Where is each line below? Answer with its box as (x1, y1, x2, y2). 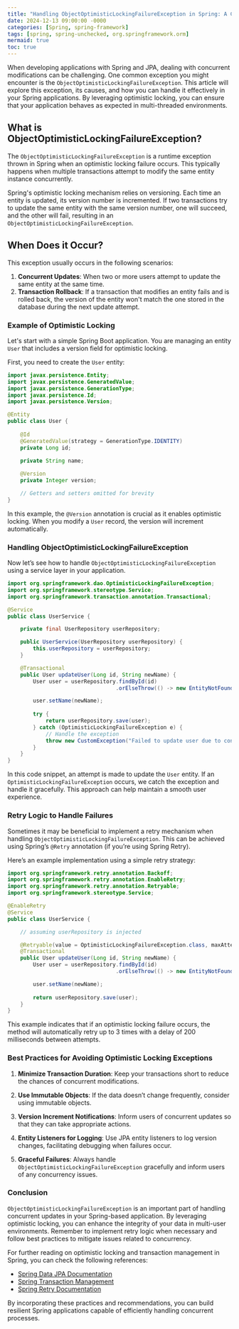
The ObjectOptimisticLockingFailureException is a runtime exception (7, 151, 211, 161)
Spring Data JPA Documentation (17, 1269, 112, 1278)
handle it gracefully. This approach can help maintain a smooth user (7, 785, 207, 794)
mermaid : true (7, 37, 50, 44)
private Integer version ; (20, 477, 97, 484)
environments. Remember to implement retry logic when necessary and (7, 1226, 218, 1235)
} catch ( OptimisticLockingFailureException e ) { (33, 723, 183, 731)
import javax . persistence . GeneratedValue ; (7, 378, 135, 385)
